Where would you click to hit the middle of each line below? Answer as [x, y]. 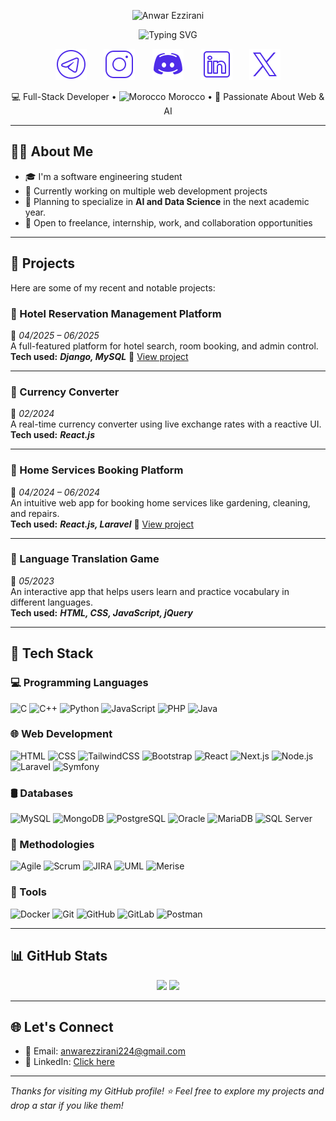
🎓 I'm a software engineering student [103, 176]
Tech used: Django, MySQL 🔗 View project [99, 356]
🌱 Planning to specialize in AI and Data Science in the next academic [167, 201]
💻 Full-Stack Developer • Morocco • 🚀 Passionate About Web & [168, 96]
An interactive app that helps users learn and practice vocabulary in [150, 591]
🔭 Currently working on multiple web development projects [146, 191]
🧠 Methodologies [52, 845]
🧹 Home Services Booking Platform [97, 470]
